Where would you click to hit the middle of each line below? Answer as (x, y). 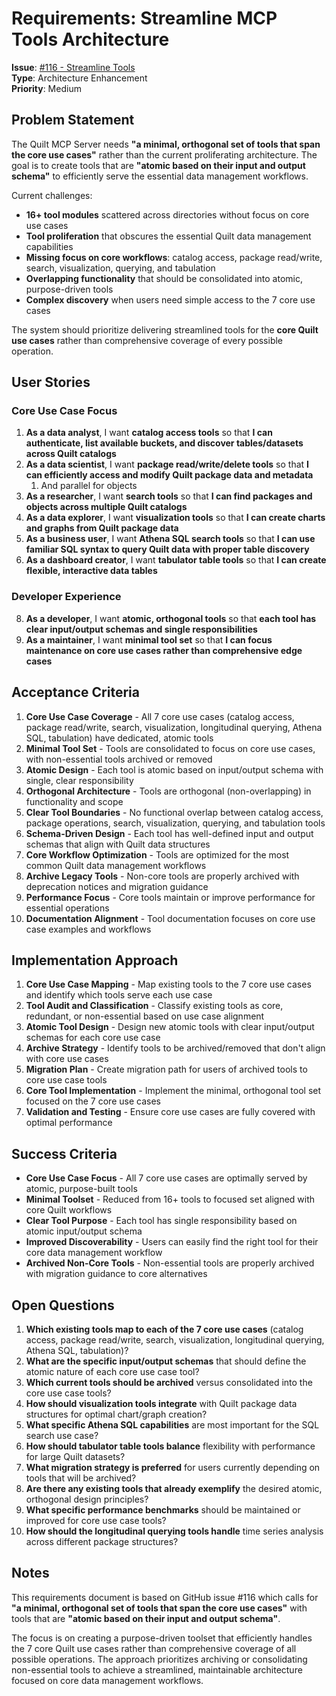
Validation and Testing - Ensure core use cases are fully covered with (170, 1112)
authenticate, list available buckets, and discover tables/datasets (164, 443)
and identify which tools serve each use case (119, 995)
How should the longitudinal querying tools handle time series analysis (174, 1531)
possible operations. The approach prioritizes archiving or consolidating (159, 1659)
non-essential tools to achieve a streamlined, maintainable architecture (157, 1669)
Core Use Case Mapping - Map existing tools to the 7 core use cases (168, 984)
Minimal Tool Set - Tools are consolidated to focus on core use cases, (170, 748)
